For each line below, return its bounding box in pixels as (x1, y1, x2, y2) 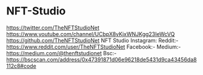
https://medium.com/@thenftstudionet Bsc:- (6, 49, 117, 56)
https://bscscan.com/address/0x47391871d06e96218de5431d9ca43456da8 (6, 56, 197, 63)
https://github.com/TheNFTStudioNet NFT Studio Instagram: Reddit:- (6, 37, 179, 44)
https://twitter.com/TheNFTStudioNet (6, 24, 100, 31)
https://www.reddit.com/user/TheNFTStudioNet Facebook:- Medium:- (6, 43, 181, 50)
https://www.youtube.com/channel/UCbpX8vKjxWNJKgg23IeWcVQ (6, 30, 175, 37)
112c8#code (6, 62, 36, 70)
